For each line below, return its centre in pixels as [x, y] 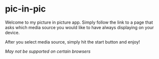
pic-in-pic [25, 9]
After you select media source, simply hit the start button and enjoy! [72, 42]
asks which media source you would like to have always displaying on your [79, 27]
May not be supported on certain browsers [48, 51]
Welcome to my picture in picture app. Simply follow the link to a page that [79, 22]
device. [12, 32]
